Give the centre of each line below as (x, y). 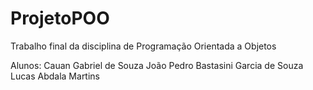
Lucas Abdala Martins (55, 76)
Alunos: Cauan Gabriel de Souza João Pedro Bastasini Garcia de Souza (157, 65)
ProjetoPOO (60, 18)
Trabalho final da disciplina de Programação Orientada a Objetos (143, 46)
